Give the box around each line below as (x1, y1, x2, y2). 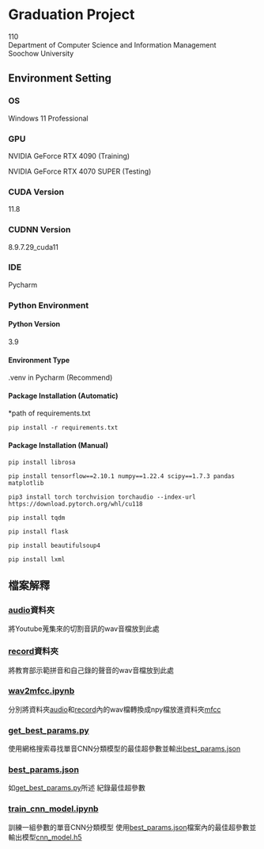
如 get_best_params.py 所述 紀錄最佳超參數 (8, 783, 146, 793)
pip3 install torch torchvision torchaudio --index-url (8, 493, 196, 501)
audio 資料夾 (8, 604, 55, 615)
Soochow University (8, 48, 74, 58)
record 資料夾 (8, 646, 59, 657)
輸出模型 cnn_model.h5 (8, 832, 82, 842)
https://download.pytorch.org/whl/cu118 (8, 499, 144, 508)
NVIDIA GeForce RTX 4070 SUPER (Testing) (8, 166, 152, 176)
